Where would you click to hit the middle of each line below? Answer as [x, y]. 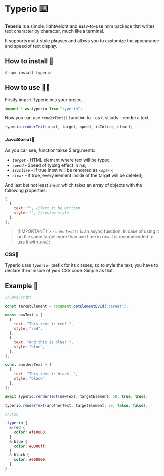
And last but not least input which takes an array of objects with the [74, 185]
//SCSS [12, 414]
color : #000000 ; [31, 460]
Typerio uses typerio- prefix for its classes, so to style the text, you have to [82, 265]
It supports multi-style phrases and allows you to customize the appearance [82, 41]
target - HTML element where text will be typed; [62, 160]
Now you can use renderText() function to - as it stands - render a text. [78, 118]
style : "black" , [31, 379]
